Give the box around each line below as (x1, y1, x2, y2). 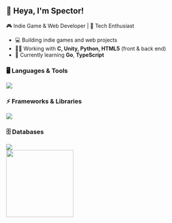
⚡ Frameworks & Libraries (6, 97, 82, 106)
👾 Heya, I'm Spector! (6, 6, 84, 16)
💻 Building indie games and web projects (14, 36, 118, 44)
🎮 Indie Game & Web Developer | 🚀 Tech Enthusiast (6, 22, 134, 29)
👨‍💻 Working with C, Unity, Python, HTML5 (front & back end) (14, 45, 166, 52)
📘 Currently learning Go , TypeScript (14, 51, 105, 58)
